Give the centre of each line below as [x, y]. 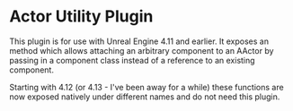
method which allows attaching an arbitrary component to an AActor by [142, 50]
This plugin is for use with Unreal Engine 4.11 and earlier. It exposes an [139, 41]
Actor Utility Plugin [81, 17]
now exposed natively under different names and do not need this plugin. [145, 97]
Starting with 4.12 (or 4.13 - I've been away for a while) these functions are [147, 87]
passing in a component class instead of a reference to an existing [132, 60]
